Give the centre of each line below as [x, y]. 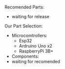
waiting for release [30, 16]
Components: [25, 56]
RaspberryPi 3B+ [36, 51]
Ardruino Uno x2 [35, 46]
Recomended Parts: [24, 7]
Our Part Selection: [24, 26]
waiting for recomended [36, 61]
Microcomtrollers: [29, 35]
